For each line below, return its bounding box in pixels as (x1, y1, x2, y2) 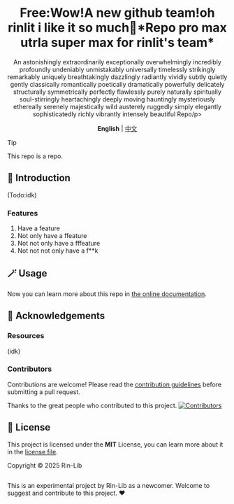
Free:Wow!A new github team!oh (20, 5, 215, 21)
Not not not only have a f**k (17, 246, 98, 255)
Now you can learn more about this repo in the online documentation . (7, 289, 207, 298)
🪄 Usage (7, 267, 47, 279)
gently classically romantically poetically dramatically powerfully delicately (10, 80, 225, 88)
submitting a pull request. (7, 387, 80, 396)
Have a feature (17, 224, 61, 232)
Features (7, 208, 38, 218)
